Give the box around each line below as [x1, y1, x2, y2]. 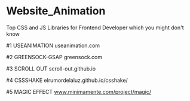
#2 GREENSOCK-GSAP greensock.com [6, 53, 103, 60]
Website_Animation [6, 4, 106, 18]
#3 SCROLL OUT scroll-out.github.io [6, 65, 96, 72]
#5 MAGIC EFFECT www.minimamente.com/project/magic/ [6, 88, 152, 95]
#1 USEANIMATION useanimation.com [6, 42, 100, 49]
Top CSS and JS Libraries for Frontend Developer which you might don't [6, 24, 184, 31]
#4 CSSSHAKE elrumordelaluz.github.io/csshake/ [6, 76, 128, 84]
